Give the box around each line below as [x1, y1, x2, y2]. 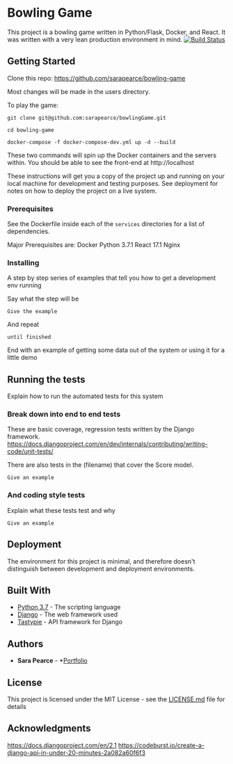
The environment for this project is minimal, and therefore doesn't [7, 557, 196, 565]
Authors [7, 638, 44, 650]
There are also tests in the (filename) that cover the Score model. [7, 461, 194, 469]
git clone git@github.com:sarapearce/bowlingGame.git [7, 114, 167, 121]
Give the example [7, 308, 58, 315]
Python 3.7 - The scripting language [17, 603, 121, 612]
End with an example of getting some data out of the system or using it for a [7, 346, 225, 354]
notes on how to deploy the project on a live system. [7, 186, 157, 195]
